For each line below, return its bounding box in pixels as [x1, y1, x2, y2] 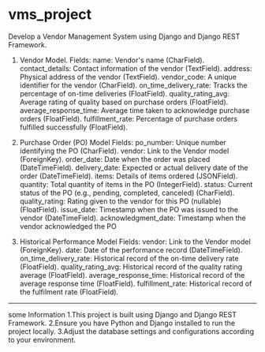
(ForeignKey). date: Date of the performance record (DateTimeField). [19, 245, 243, 254]
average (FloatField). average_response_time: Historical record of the [19, 270, 245, 279]
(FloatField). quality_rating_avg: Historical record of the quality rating [19, 262, 243, 271]
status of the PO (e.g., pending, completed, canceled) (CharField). [19, 188, 235, 197]
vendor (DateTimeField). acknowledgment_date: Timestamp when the [19, 213, 246, 223]
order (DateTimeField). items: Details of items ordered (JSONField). [19, 171, 238, 181]
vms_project [8, 6, 92, 24]
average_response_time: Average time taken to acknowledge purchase [19, 105, 250, 115]
